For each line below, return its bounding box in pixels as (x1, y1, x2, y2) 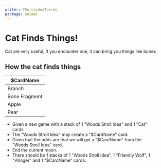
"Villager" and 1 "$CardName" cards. (12, 157, 87, 163)
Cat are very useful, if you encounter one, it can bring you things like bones (5, 49, 156, 54)
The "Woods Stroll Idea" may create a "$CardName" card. (12, 132, 129, 137)
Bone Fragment (7, 93, 43, 100)
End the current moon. (12, 147, 57, 153)
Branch (7, 85, 24, 92)
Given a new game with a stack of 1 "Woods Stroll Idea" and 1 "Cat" (12, 121, 147, 127)
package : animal (5, 12, 38, 17)
